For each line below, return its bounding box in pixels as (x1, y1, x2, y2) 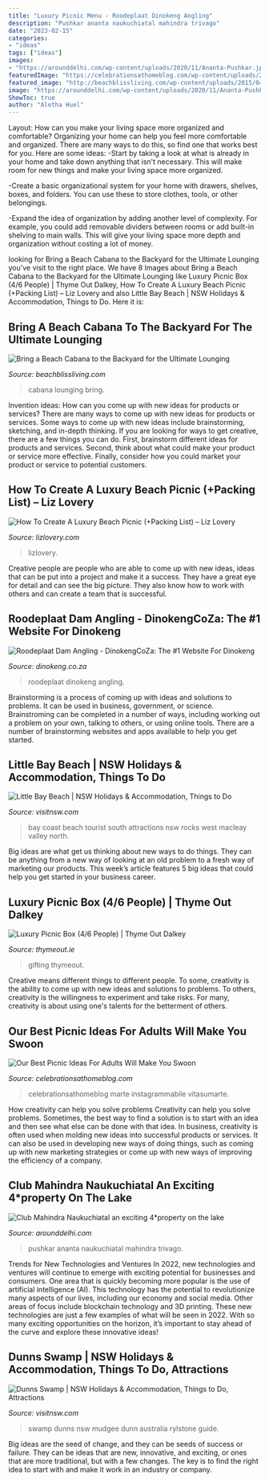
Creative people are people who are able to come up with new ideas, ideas (8, 563, 255, 573)
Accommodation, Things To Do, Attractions (8, 1363, 229, 1376)
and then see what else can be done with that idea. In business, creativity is (8, 1122, 259, 1131)
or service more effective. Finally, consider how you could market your (8, 451, 242, 461)
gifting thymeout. (27, 960, 85, 970)
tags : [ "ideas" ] (8, 49, 62, 57)
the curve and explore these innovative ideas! (8, 1327, 159, 1336)
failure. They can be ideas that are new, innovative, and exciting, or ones (8, 1448, 247, 1457)
